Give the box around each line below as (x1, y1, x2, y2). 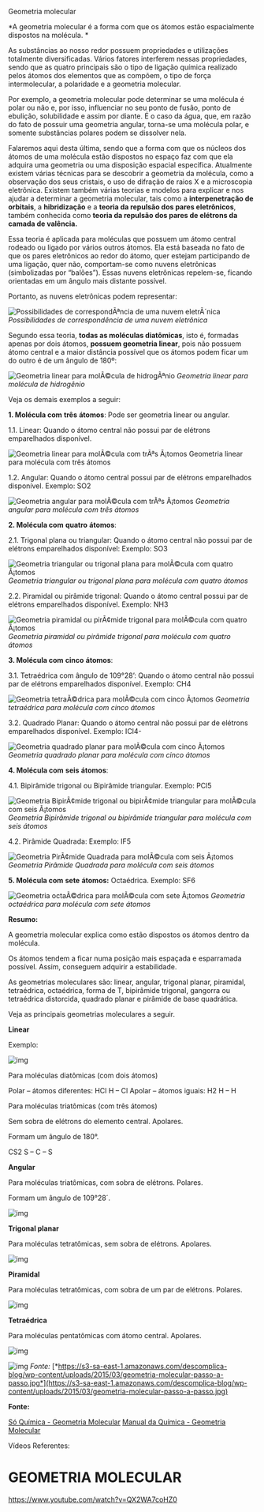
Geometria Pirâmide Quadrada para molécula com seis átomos (8, 860, 214, 870)
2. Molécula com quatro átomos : (8, 521, 117, 529)
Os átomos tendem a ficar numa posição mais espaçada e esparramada (8, 953, 242, 963)
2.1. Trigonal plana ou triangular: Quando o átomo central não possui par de (8, 536, 253, 544)
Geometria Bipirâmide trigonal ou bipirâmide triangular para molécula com (8, 813, 252, 822)
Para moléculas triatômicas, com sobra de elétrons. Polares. (8, 1178, 203, 1187)
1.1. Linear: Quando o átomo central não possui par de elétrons (8, 426, 210, 434)
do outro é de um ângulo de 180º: (8, 355, 117, 365)
